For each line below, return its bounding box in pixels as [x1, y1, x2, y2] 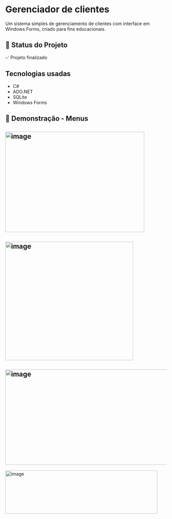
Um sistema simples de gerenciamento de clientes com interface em [5, 20, 150, 27]
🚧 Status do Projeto [5, 41, 68, 50]
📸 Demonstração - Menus [5, 114, 89, 123]
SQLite [12, 94, 27, 100]
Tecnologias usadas [5, 70, 71, 78]
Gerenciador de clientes [5, 4, 110, 15]
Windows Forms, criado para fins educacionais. [5, 26, 106, 32]
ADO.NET [12, 88, 33, 95]
